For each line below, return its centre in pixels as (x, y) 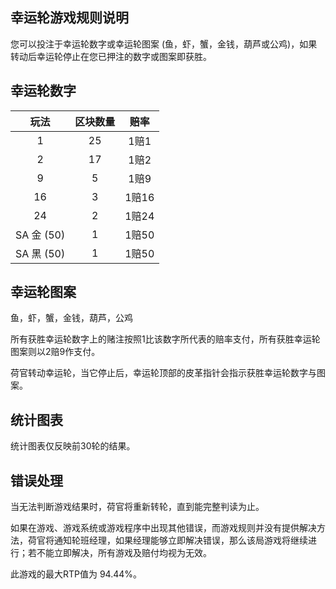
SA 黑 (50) (40, 253)
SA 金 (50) (40, 235)
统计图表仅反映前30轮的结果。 (73, 446)
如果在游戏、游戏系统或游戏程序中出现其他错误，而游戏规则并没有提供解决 (163, 528)
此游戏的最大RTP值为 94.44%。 (76, 574)
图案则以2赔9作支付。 (55, 352)
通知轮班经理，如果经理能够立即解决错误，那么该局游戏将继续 (180, 540)
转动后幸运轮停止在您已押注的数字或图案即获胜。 (111, 56)
